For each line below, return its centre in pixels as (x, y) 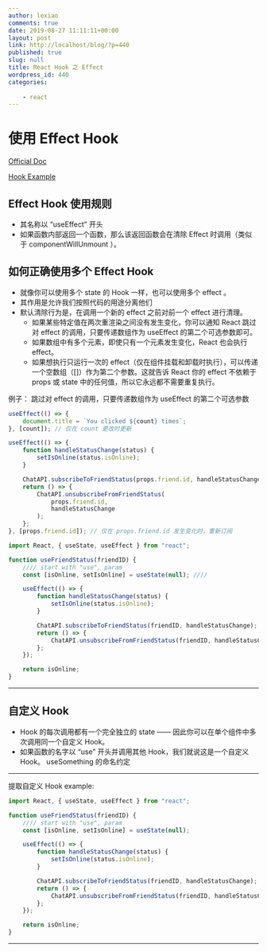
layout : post (30, 38)
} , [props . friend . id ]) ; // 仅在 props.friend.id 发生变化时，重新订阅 (120, 531)
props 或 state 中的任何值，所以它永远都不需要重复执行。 (125, 382)
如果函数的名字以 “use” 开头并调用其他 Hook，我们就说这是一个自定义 (134, 752)
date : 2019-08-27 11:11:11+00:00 (64, 30)
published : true (35, 52)
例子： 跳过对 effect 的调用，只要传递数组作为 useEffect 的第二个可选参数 (129, 398)
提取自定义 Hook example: (51, 786)
